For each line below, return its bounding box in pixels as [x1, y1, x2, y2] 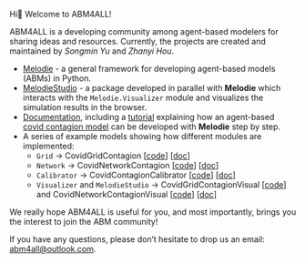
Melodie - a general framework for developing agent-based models [22, 64, 276, 74]
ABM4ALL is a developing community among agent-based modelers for [9, 26, 280, 36]
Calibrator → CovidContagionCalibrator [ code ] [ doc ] [36, 169, 237, 180]
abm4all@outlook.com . [9, 244, 97, 254]
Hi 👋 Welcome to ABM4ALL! [9, 9, 112, 19]
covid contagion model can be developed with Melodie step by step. [22, 121, 280, 132]
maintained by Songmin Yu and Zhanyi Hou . [9, 46, 175, 56]
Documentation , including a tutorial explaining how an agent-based [22, 112, 275, 122]
